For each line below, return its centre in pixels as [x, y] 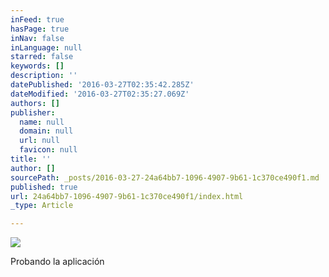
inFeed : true [37, 19]
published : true [44, 187]
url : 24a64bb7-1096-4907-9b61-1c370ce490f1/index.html [127, 196]
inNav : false [37, 38]
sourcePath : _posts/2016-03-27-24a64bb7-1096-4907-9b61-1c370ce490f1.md [165, 177]
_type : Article [42, 206]
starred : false [42, 57]
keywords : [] [37, 66]
